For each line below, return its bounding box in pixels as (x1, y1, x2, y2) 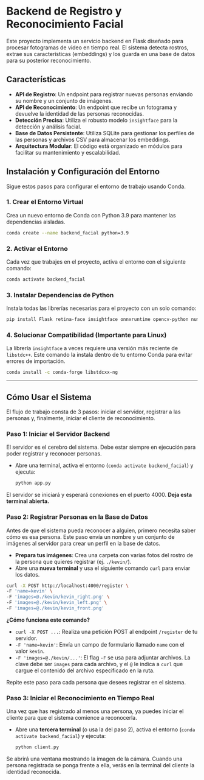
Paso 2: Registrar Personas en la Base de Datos (6, 513, 149, 521)
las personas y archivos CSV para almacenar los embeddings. (15, 136, 171, 143)
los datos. (15, 571, 40, 578)
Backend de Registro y (6, 4, 122, 18)
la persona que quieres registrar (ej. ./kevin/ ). (15, 558, 132, 565)
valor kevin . (15, 647, 45, 655)
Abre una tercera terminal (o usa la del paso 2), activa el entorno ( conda (15, 726, 195, 733)
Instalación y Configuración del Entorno (6, 166, 160, 177)
